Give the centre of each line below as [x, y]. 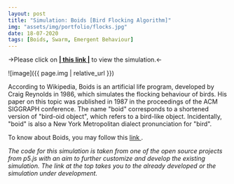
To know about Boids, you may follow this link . [75, 138]
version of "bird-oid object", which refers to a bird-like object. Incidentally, [115, 117]
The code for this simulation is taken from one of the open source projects [115, 151]
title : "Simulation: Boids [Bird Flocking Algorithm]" [90, 20]
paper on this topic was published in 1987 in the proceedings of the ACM [113, 101]
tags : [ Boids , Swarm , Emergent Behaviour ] [71, 40]
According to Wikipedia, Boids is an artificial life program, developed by [111, 87]
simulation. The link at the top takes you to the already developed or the [112, 166]
